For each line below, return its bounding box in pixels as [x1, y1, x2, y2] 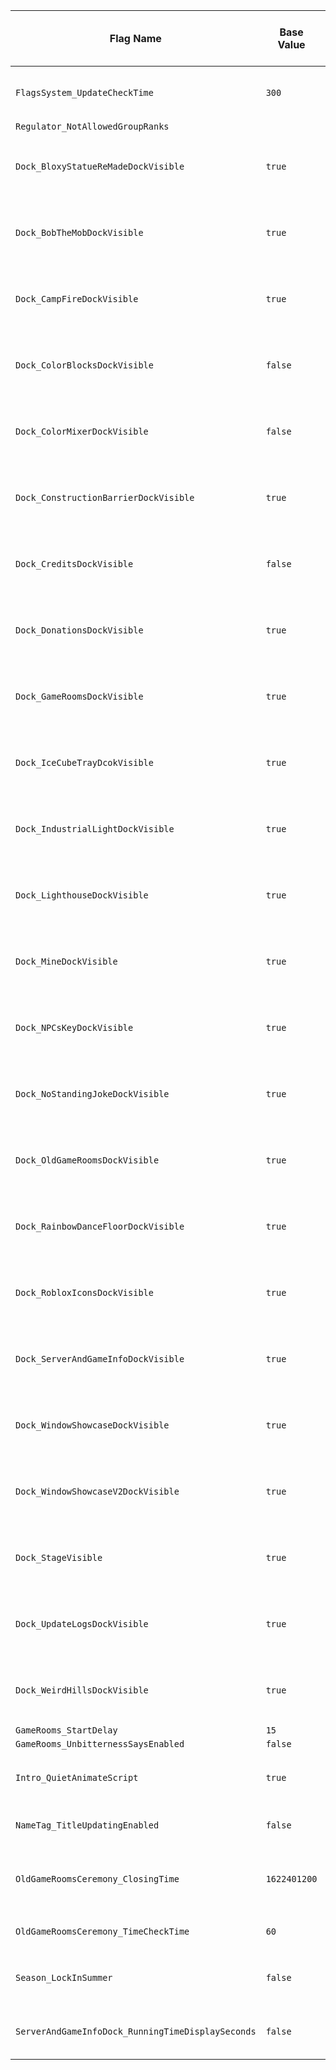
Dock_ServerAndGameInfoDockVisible [15, 1354, 185, 1364]
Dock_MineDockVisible [15, 956, 118, 967]
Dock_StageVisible [15, 1552, 103, 1563]
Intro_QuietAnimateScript [15, 1772, 139, 1783]
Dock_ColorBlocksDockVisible [15, 360, 154, 371]
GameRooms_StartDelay [15, 1725, 118, 1736]
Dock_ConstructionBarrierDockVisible [15, 492, 195, 503]
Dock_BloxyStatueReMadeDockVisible [15, 161, 185, 172]
